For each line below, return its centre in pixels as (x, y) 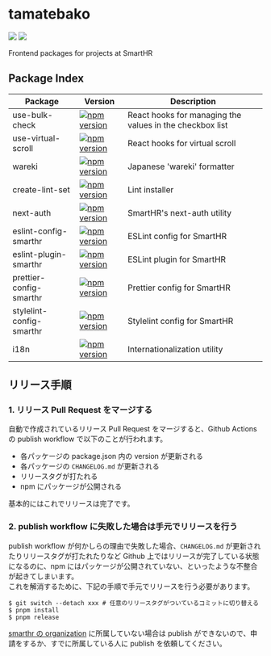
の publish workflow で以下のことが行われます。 (88, 439)
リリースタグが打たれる (59, 477)
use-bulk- (33, 115)
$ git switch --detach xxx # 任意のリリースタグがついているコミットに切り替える (134, 603)
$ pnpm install (34, 610)
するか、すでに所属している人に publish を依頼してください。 (125, 643)
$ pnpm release (34, 617)
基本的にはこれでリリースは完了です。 (71, 504)
